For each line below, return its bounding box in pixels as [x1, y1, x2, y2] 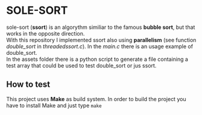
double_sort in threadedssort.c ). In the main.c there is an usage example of [6, 43, 194, 50]
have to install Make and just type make [6, 102, 102, 109]
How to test [6, 79, 50, 90]
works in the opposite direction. [6, 30, 85, 37]
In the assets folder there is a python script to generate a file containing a [6, 55, 189, 63]
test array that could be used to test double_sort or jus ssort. [6, 61, 157, 69]
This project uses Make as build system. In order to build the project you [6, 95, 186, 102]
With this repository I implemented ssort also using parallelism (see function [6, 36, 197, 43]
